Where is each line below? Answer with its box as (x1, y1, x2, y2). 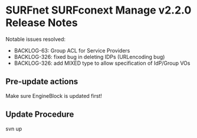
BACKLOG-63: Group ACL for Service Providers (14, 47, 130, 54)
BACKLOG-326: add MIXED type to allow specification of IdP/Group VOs (14, 60, 191, 67)
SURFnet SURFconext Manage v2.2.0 (5, 4, 192, 17)
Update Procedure (5, 110, 74, 120)
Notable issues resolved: (5, 35, 66, 42)
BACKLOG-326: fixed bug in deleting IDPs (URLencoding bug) (14, 53, 165, 60)
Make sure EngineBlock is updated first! (5, 92, 103, 99)
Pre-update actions (5, 77, 78, 87)
